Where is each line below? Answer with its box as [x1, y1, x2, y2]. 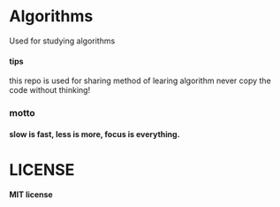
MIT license [9, 189, 53, 200]
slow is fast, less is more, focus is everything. [9, 128, 180, 139]
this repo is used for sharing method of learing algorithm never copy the [9, 75, 271, 86]
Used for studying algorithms [9, 35, 116, 46]
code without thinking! [9, 85, 91, 96]
